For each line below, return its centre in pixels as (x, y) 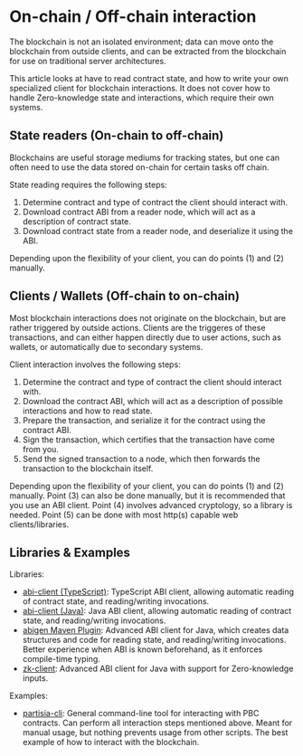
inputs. (35, 678)
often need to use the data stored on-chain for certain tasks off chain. (139, 167)
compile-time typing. (62, 659)
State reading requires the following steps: (88, 184)
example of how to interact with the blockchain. (111, 742)
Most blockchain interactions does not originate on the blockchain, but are (148, 317)
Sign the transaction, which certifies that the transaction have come (149, 439)
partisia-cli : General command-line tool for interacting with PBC (141, 713)
